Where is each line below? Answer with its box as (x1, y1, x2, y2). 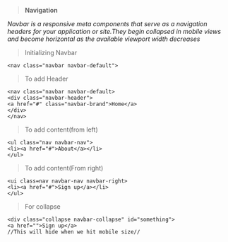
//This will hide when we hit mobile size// (7, 229, 140, 236)
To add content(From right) (24, 164, 104, 172)
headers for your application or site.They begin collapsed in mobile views (7, 28, 221, 35)
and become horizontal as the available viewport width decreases (7, 35, 200, 43)
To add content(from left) (24, 125, 99, 134)
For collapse (24, 202, 61, 211)
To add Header (24, 74, 68, 83)
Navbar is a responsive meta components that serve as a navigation (7, 20, 208, 28)
